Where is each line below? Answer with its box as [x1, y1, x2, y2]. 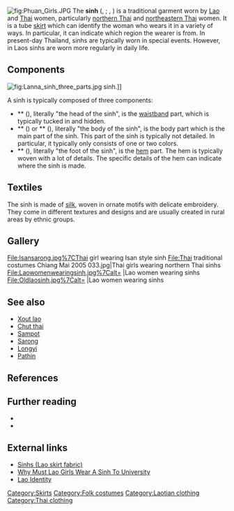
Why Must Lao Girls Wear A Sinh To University [17, 468, 151, 476]
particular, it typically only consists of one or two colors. [17, 139, 179, 147]
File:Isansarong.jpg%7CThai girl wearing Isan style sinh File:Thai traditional [7, 253, 223, 262]
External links [7, 442, 68, 454]
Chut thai [17, 322, 44, 331]
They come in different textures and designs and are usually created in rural [7, 207, 225, 216]
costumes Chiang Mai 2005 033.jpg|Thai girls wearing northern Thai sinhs [7, 261, 221, 269]
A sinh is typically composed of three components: [7, 96, 153, 104]
